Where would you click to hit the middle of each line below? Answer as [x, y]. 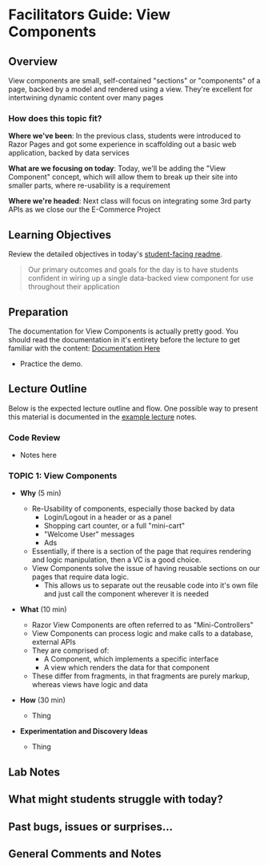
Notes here [38, 455]
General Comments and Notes [85, 854]
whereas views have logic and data [90, 685]
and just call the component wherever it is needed [126, 594]
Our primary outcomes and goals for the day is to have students [133, 269]
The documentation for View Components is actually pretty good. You [123, 331]
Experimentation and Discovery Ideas [84, 731]
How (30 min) [43, 700]
